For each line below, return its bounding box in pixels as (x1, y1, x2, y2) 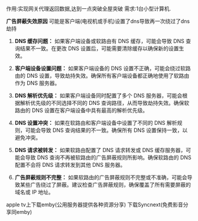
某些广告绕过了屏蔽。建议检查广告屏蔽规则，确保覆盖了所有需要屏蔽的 (20, 182, 191, 188)
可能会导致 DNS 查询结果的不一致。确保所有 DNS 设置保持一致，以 (25, 127, 188, 134)
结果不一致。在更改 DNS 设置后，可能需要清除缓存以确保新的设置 (20, 45, 179, 52)
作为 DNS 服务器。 (14, 80, 60, 87)
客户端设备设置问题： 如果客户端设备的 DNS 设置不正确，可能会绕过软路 (14, 65, 191, 72)
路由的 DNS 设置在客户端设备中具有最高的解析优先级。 (14, 107, 148, 114)
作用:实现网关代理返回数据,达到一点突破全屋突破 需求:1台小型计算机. (6, 5, 171, 12)
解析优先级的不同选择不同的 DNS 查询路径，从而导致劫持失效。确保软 (20, 100, 190, 106)
